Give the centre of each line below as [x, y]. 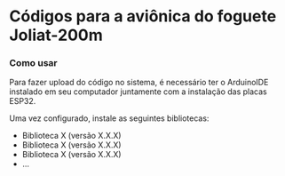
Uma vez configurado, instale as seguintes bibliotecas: [109, 118]
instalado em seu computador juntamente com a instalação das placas [139, 92]
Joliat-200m [56, 35]
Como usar [33, 63]
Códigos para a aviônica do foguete [143, 16]
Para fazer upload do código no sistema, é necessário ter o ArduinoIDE [139, 83]
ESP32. [23, 101]
